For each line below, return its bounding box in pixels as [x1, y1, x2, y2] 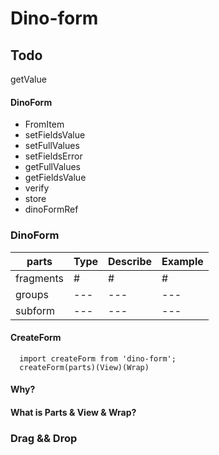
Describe [108, 254, 152, 268]
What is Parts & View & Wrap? [10, 406, 137, 418]
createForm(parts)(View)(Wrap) [19, 362, 150, 372]
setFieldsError [24, 150, 83, 162]
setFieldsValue [24, 129, 86, 141]
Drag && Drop [10, 431, 78, 445]
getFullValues [24, 161, 82, 173]
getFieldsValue [24, 172, 87, 184]
